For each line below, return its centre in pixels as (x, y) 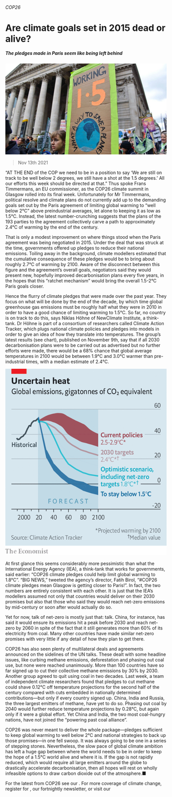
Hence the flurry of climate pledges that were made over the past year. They (86, 296)
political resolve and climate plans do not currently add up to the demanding (86, 200)
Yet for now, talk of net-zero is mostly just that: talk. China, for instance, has (85, 617)
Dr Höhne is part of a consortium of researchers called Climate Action (91, 324)
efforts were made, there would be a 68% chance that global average (79, 351)
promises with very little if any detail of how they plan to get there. (75, 639)
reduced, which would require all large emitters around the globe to (76, 763)
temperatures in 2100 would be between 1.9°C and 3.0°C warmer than (79, 356)
